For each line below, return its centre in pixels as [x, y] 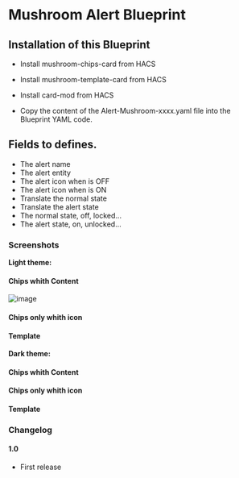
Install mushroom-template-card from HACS [93, 79]
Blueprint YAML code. [56, 119]
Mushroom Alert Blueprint [97, 15]
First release [41, 467]
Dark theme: [29, 354]
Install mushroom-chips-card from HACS [88, 64]
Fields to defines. [53, 145]
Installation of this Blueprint [79, 45]
